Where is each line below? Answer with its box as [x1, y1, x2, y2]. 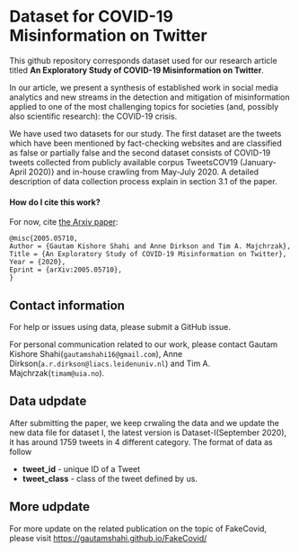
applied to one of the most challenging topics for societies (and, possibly [9, 101, 279, 111]
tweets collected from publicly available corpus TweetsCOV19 [9, 156, 238, 167]
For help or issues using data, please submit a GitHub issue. [9, 321, 232, 332]
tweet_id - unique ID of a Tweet [22, 463, 141, 474]
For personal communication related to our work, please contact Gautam [9, 339, 278, 350]
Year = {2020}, [9, 258, 66, 267]
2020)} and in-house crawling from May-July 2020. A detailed [28, 166, 259, 177]
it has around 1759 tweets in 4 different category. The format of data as [9, 436, 273, 447]
